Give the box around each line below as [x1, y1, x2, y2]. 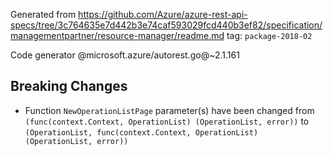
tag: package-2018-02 [226, 30, 313, 41]
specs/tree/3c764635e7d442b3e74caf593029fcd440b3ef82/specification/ [10, 19, 323, 31]
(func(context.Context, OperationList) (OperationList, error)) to [24, 115, 310, 127]
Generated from [10, 9, 77, 20]
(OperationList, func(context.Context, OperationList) [24, 127, 259, 138]
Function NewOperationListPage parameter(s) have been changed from [24, 104, 315, 116]
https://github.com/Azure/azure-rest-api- [78, 9, 248, 20]
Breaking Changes [10, 78, 128, 95]
